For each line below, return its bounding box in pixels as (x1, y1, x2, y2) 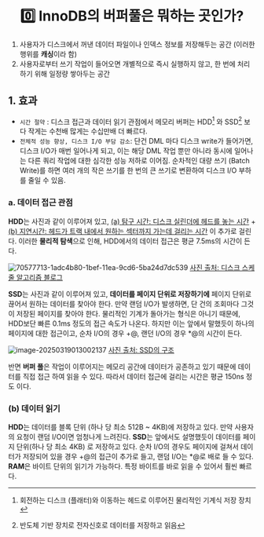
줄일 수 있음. (27, 176, 66, 185)
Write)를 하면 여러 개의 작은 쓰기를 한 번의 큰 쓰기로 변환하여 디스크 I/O (19, 166, 237, 175)
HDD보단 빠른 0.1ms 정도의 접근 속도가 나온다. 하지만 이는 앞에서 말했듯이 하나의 (8, 319, 255, 328)
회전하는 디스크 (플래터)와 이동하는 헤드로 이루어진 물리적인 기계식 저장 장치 (19, 495, 251, 505)
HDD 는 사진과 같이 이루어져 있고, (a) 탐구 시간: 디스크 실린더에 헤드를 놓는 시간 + (8, 217, 256, 226)
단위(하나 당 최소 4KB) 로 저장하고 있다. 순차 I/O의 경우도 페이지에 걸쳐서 (16, 442, 240, 451)
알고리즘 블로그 (16, 272, 63, 282)
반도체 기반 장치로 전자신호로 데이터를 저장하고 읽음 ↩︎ (19, 521, 185, 530)
